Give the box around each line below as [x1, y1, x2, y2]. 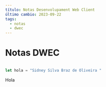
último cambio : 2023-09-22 [5, 12, 61, 17]
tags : [5, 16, 16, 21]
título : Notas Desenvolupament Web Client [5, 7, 95, 12]
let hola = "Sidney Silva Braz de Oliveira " [5, 68, 101, 73]
